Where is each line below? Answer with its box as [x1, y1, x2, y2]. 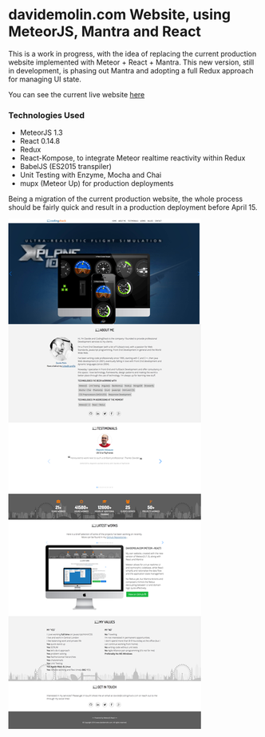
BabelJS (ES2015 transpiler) [19, 162, 112, 171]
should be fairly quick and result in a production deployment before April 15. [8, 203, 258, 212]
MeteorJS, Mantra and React [8, 22, 202, 41]
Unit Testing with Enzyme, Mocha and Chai [19, 170, 162, 180]
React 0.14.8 [19, 136, 61, 146]
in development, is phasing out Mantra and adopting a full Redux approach [8, 65, 254, 75]
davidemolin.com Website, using [8, 6, 231, 24]
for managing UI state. [8, 74, 82, 84]
